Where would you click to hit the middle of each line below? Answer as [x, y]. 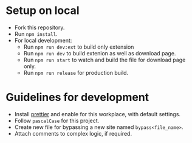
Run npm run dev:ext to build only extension [79, 47]
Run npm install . [36, 33]
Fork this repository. [39, 27]
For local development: [43, 40]
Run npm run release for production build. [76, 72]
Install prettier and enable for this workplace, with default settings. [97, 114]
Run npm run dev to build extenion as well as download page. [100, 53]
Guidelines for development [77, 97]
